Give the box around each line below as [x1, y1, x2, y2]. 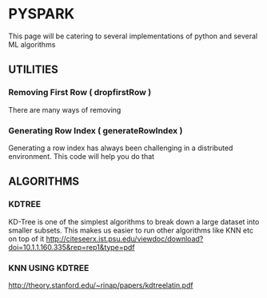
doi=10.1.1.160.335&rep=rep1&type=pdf [8, 242, 135, 252]
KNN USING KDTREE [8, 262, 90, 273]
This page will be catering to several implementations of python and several [8, 31, 258, 41]
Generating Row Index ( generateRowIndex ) [8, 125, 183, 136]
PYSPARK [8, 5, 75, 23]
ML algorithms [8, 39, 56, 49]
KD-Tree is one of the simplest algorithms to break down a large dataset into [8, 217, 260, 226]
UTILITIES [8, 63, 58, 77]
